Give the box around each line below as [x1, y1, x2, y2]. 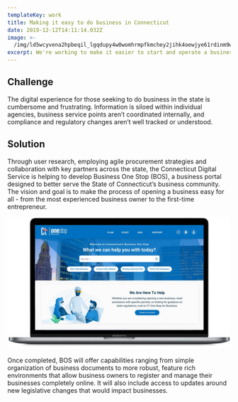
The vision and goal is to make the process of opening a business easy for [7, 187, 225, 195]
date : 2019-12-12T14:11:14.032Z [7, 26, 103, 33]
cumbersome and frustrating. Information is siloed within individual [7, 102, 203, 111]
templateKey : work [7, 11, 62, 18]
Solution [7, 138, 45, 151]
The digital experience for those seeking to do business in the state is [7, 94, 210, 103]
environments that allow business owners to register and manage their [7, 371, 212, 379]
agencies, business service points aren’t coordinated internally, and [7, 110, 205, 119]
